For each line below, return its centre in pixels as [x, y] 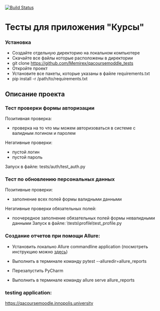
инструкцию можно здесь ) [40, 252]
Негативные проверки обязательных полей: [51, 209]
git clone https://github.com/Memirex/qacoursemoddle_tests [72, 63]
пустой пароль [27, 157]
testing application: [28, 293]
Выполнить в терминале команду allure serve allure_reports [73, 280]
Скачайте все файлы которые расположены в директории [72, 58]
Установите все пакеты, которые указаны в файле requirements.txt [81, 73]
